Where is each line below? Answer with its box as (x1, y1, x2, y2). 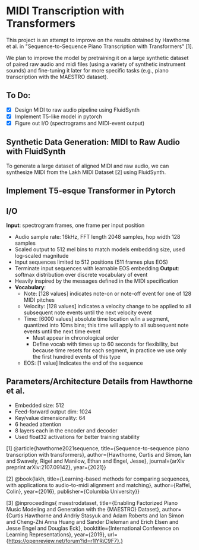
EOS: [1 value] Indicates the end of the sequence (23, 359, 144, 366)
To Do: (6, 90, 31, 100)
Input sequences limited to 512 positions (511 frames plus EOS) (14, 258, 168, 265)
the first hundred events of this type (32, 353, 121, 360)
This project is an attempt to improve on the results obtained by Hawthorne (6, 36, 190, 43)
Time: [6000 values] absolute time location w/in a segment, (23, 315, 170, 322)
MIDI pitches (23, 296, 55, 304)
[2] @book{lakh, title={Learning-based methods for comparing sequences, (6, 475, 190, 482)
